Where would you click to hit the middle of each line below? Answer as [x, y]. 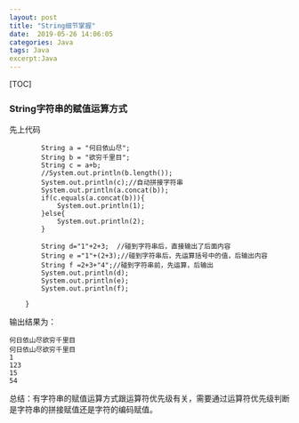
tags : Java [29, 51]
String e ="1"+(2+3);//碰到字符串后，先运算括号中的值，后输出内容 [155, 256]
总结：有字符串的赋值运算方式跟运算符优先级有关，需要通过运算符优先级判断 [149, 399]
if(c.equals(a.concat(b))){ [93, 198]
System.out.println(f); [85, 289]
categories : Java [41, 42]
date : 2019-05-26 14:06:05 [61, 34]
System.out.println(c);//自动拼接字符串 [113, 183]
